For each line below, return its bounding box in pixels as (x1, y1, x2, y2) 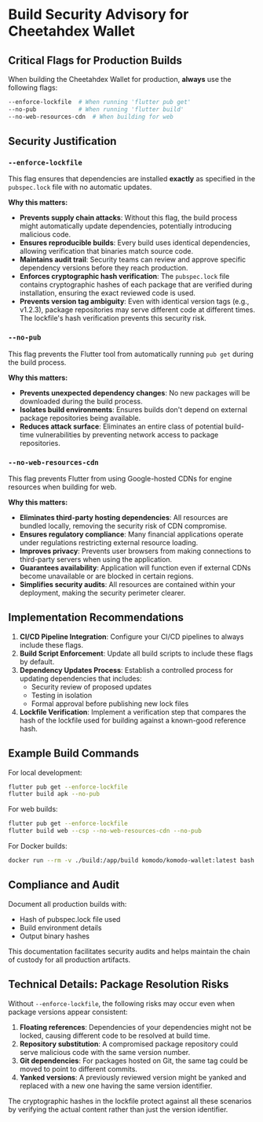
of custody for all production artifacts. (8, 955, 131, 964)
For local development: (8, 767, 82, 777)
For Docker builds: (8, 841, 68, 851)
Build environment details (19, 923, 102, 932)
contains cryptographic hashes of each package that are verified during (19, 280, 253, 289)
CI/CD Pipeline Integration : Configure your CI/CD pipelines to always (19, 632, 244, 641)
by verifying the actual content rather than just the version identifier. (8, 1105, 228, 1114)
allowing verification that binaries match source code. (19, 247, 194, 256)
